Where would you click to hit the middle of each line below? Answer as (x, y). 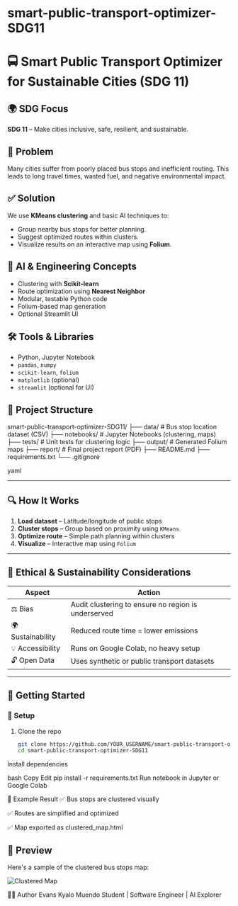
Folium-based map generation (62, 306)
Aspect (37, 592)
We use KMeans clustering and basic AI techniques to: (88, 215)
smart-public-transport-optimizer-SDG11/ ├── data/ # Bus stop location (112, 427)
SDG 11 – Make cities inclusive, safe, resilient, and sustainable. (98, 130)
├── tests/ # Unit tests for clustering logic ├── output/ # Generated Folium (117, 442)
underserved (92, 613)
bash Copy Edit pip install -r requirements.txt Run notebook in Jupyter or (113, 778)
